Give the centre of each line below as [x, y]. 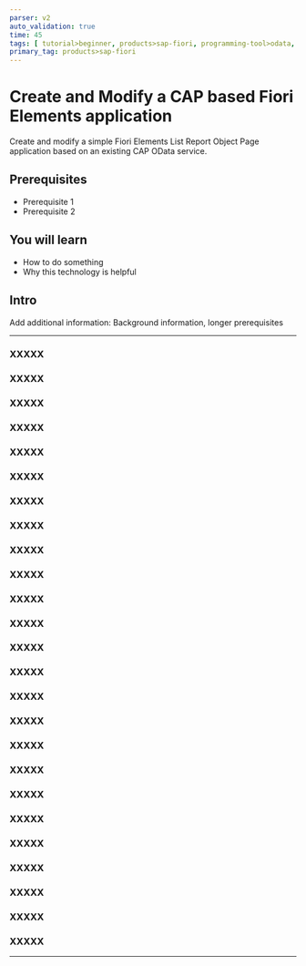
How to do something [63, 262]
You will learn [49, 240]
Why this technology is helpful [79, 272]
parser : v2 [30, 18]
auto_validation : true [52, 26]
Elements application [91, 116]
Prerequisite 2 [49, 211]
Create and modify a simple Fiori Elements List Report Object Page [134, 141]
